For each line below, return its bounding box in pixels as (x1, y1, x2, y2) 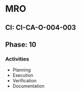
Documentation (12, 83, 45, 89)
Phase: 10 (5, 40, 37, 49)
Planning (12, 67, 31, 73)
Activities (5, 55, 29, 62)
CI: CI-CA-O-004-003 (5, 23, 76, 32)
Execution (12, 72, 34, 78)
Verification (12, 78, 37, 84)
